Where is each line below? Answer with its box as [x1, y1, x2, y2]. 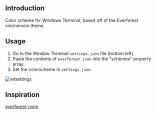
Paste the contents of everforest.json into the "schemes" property [12, 55, 151, 61]
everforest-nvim [5, 103, 38, 109]
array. [12, 61, 25, 67]
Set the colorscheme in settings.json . [12, 66, 92, 72]
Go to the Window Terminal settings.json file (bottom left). [12, 50, 135, 56]
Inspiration [5, 90, 40, 99]
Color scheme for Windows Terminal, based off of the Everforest [5, 17, 138, 23]
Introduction [5, 4, 45, 12]
